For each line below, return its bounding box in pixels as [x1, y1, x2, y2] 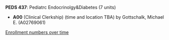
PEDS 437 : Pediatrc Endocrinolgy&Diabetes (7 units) [5, 5, 116, 10]
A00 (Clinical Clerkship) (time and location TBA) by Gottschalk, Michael [12, 14, 164, 20]
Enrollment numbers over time [5, 29, 69, 35]
